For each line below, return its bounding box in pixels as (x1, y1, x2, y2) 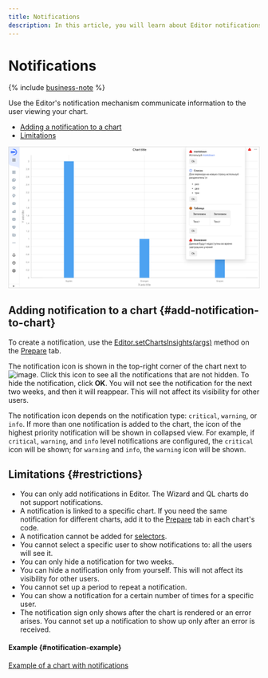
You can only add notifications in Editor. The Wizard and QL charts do (19, 489, 249, 499)
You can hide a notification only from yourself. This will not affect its (19, 565, 243, 574)
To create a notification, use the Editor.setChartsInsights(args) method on (8, 337, 250, 347)
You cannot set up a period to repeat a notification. (19, 582, 187, 592)
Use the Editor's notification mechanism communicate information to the (8, 98, 246, 108)
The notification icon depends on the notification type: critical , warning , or (8, 411, 258, 420)
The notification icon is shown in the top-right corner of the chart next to (8, 361, 247, 371)
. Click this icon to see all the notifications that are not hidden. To (36, 369, 250, 379)
